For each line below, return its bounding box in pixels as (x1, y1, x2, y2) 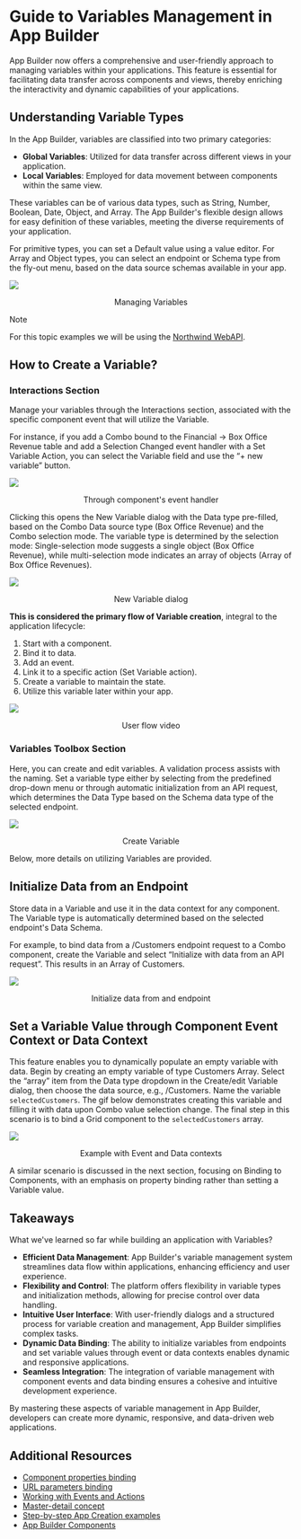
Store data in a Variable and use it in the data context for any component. (9, 903, 280, 914)
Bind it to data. (22, 648, 76, 659)
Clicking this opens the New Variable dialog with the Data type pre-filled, (9, 512, 279, 523)
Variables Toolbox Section (9, 743, 127, 756)
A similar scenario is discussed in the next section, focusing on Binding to (9, 1165, 282, 1176)
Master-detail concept (22, 1500, 105, 1511)
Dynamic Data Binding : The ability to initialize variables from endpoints (22, 1338, 287, 1349)
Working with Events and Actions (22, 1490, 146, 1501)
